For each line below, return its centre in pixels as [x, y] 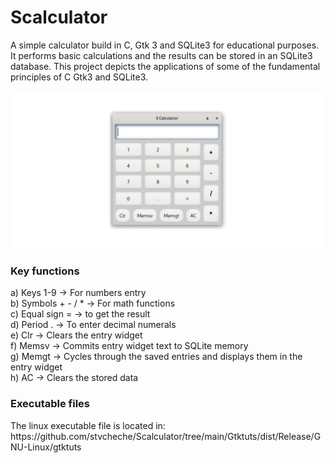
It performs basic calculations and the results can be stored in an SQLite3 [161, 55]
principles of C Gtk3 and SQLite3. [79, 77]
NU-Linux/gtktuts [46, 447]
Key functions [45, 271]
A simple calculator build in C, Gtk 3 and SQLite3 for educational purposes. [165, 45]
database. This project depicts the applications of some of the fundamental [165, 66]
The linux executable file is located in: [88, 425]
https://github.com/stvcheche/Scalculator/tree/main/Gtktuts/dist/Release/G [166, 436]
